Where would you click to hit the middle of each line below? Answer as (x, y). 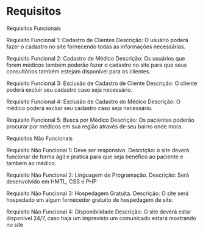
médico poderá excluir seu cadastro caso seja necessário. (80, 108)
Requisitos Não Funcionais (40, 138)
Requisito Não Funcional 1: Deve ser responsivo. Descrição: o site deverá (98, 150)
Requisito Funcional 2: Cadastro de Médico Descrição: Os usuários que (96, 58)
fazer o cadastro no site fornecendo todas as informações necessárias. (96, 46)
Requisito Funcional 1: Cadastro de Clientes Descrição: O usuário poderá (98, 40)
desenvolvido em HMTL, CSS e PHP (52, 181)
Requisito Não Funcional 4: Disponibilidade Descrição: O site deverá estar (99, 212)
